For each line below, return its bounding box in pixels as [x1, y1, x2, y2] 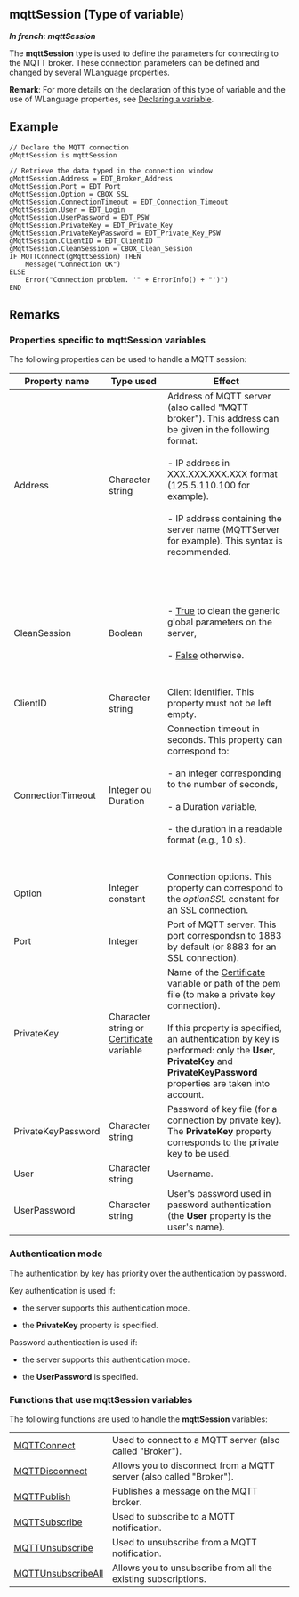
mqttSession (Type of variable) [9, 7, 185, 22]
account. [167, 1089, 205, 1101]
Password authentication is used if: [9, 1336, 138, 1347]
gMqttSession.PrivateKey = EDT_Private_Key [9, 221, 174, 230]
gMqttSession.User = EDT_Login [9, 205, 125, 214]
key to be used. [167, 1148, 231, 1160]
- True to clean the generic [167, 605, 281, 617]
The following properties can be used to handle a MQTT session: [9, 354, 247, 365]
